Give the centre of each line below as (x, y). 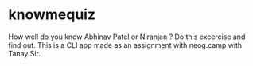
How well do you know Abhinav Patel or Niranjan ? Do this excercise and (127, 37)
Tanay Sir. (25, 53)
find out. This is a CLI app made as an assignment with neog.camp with (125, 45)
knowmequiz (52, 15)
